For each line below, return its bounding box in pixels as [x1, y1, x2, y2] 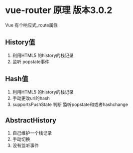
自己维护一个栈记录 [12, 130, 52, 136]
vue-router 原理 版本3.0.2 [5, 4, 113, 16]
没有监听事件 [12, 142, 39, 148]
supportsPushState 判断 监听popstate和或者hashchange [12, 101, 129, 107]
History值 [5, 38, 36, 46]
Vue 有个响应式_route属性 [5, 22, 58, 28]
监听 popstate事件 [12, 58, 50, 64]
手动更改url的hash [12, 95, 50, 101]
